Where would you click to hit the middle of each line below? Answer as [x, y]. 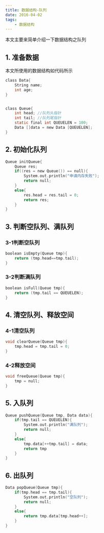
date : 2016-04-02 [24, 15]
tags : [11, 19]
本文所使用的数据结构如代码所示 [39, 71]
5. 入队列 [19, 403]
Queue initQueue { [24, 162]
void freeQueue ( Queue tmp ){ [35, 377]
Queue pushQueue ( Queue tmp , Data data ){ [49, 415]
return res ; [37, 200]
